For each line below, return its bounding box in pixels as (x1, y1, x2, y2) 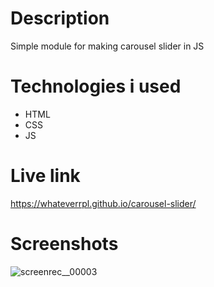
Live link (10, 165, 81, 187)
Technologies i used (10, 75, 182, 98)
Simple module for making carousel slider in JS (10, 40, 205, 52)
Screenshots (10, 233, 119, 255)
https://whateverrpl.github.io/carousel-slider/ (10, 197, 197, 209)
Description (10, 7, 110, 30)
